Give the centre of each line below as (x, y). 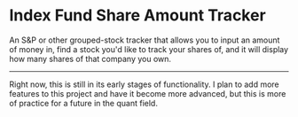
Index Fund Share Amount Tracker (137, 16)
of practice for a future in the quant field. (83, 103)
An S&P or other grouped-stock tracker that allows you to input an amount (145, 40)
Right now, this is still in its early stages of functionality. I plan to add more (144, 84)
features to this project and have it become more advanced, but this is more (148, 93)
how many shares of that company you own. (90, 58)
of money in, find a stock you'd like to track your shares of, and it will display (149, 49)
